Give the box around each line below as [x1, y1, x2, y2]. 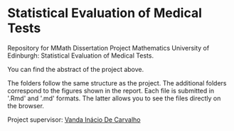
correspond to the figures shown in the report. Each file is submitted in [7, 86, 215, 95]
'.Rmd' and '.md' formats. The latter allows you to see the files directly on [7, 94, 221, 103]
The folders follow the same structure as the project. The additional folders [7, 78, 227, 87]
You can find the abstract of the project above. [7, 65, 144, 73]
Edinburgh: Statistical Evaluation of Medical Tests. [7, 51, 154, 60]
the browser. [7, 101, 45, 110]
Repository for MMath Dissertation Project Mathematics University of [7, 43, 210, 52]
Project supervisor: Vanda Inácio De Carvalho [7, 115, 141, 124]
